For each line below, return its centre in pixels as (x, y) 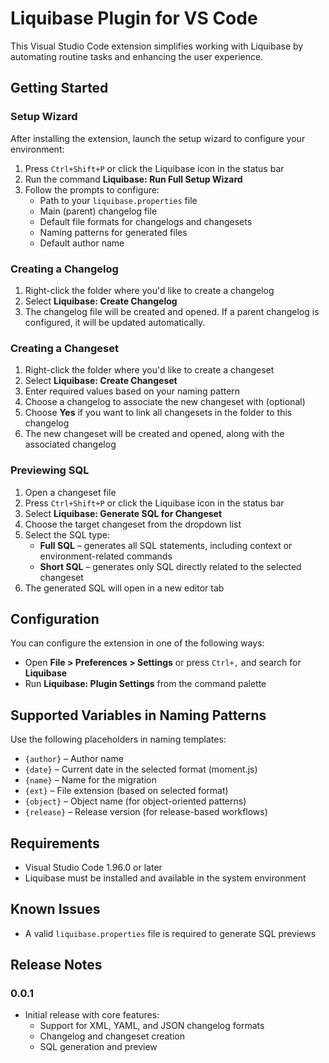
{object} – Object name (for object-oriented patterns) (135, 801)
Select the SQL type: (67, 534)
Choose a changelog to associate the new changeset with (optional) (165, 402)
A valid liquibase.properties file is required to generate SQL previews (170, 933)
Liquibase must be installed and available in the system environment (165, 878)
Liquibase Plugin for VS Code (134, 18)
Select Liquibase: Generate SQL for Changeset (123, 513)
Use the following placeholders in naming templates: (118, 739)
